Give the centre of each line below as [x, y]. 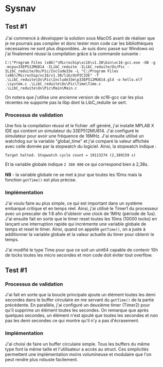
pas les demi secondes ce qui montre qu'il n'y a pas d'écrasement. [72, 321]
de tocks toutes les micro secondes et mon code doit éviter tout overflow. [79, 255]
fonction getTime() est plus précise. [41, 180]
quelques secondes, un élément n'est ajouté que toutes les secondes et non [81, 315]
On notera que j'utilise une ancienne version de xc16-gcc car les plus [74, 97]
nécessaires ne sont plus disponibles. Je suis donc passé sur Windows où [80, 48]
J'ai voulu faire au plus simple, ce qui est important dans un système [74, 203]
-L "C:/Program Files [97, 71]
